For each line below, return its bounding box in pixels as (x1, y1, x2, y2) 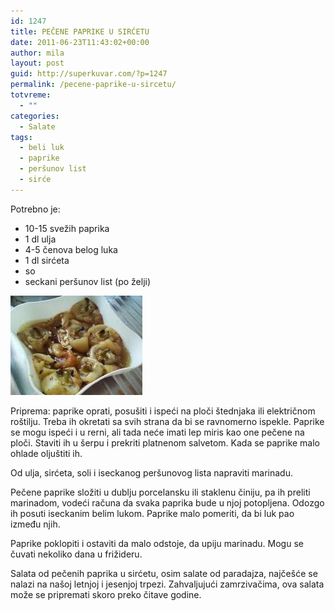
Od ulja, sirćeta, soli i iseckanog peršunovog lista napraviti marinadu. (10, 466, 294, 479)
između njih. (10, 518, 61, 530)
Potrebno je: (10, 203, 61, 215)
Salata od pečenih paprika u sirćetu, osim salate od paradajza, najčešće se (10, 567, 318, 579)
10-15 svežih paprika (24, 222, 110, 234)
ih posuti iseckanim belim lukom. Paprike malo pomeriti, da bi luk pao (10, 507, 295, 519)
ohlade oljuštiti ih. (10, 447, 83, 459)
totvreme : (10, 90, 52, 100)
